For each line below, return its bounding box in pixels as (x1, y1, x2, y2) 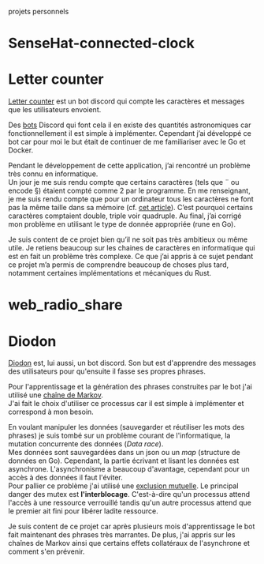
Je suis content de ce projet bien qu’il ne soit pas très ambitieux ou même (8, 235, 248, 244)
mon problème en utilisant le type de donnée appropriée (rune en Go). (8, 220, 236, 229)
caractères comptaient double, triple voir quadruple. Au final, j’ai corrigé (8, 211, 242, 220)
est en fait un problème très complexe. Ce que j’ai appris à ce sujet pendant (8, 252, 254, 261)
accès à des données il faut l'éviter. (8, 473, 124, 483)
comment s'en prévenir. (8, 547, 85, 556)
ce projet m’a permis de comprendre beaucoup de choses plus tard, (8, 260, 229, 269)
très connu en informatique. (8, 169, 99, 179)
